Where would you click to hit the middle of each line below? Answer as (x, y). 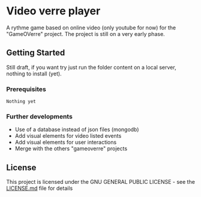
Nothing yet (21, 102)
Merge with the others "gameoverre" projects (71, 148)
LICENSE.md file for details (40, 188)
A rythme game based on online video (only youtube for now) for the (91, 28)
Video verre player (53, 11)
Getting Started (36, 53)
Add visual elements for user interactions (66, 143)
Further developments (40, 116)
